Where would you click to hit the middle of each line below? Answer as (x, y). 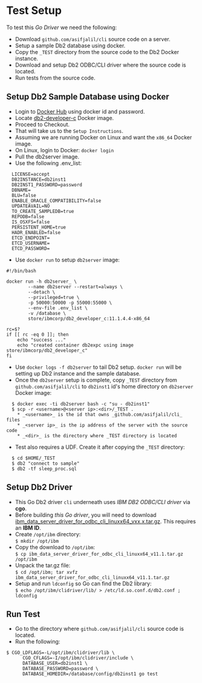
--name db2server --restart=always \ (75, 287)
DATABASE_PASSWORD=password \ (60, 669)
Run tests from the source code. (55, 78)
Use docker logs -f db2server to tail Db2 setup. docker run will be (98, 367)
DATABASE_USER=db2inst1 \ (55, 664)
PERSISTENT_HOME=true (39, 227)
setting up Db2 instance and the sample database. (78, 373)
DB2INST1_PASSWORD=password (47, 185)
